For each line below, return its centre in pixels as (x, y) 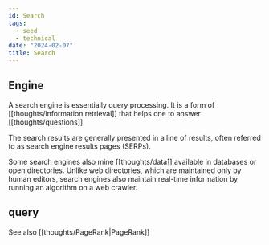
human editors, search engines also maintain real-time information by (123, 178)
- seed (26, 31)
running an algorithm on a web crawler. (73, 187)
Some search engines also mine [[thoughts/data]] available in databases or (132, 161)
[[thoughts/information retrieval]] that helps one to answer (104, 113)
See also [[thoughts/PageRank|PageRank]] (79, 232)
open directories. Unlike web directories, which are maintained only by (125, 170)
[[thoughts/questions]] (46, 122)
